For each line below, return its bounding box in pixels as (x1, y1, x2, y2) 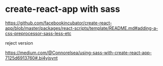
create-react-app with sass (5, 3, 120, 15)
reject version (5, 40, 33, 46)
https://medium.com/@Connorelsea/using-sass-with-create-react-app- (5, 50, 152, 56)
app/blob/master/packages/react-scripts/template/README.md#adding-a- (5, 25, 159, 31)
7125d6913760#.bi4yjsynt (5, 55, 58, 61)
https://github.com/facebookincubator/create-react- (5, 20, 112, 26)
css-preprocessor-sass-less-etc (5, 30, 72, 36)
